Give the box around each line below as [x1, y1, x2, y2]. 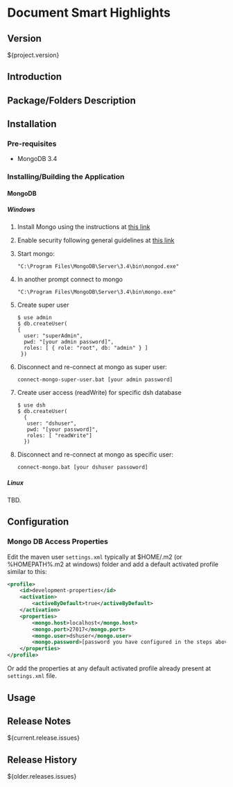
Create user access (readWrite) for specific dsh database [17, 388, 182, 396]
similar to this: [7, 567, 47, 575]
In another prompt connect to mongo [17, 275, 123, 283]
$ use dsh [17, 401, 46, 409]
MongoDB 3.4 [17, 155, 58, 163]
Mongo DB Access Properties [7, 536, 109, 546]
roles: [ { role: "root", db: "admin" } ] [24, 344, 148, 351]
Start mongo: [17, 249, 55, 257]
